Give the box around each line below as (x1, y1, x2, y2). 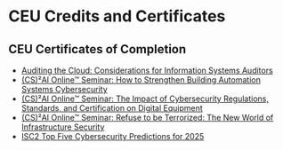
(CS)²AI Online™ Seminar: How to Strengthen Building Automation (20, 75, 262, 85)
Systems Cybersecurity (20, 84, 108, 94)
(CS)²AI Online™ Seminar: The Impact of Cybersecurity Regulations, (20, 93, 269, 104)
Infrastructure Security (20, 122, 105, 132)
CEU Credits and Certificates (8, 6, 226, 27)
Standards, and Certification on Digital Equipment (20, 103, 204, 113)
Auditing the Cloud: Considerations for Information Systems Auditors (20, 65, 273, 75)
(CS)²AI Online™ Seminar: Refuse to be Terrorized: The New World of (20, 113, 274, 122)
